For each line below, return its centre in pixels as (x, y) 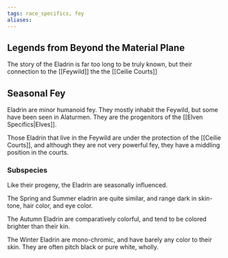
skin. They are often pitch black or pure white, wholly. (83, 247)
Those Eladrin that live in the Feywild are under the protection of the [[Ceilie (114, 138)
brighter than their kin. (38, 226)
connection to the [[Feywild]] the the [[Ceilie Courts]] (82, 72)
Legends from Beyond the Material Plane (96, 48)
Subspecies (27, 171)
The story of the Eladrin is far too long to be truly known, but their (100, 64)
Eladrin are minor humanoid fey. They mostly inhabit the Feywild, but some (113, 110)
